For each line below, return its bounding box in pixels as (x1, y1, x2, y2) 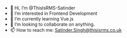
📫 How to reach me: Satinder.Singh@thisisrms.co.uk (10, 27, 122, 33)
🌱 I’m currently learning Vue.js (10, 16, 74, 22)
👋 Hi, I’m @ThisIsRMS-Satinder (10, 5, 75, 11)
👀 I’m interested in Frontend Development (10, 10, 98, 16)
